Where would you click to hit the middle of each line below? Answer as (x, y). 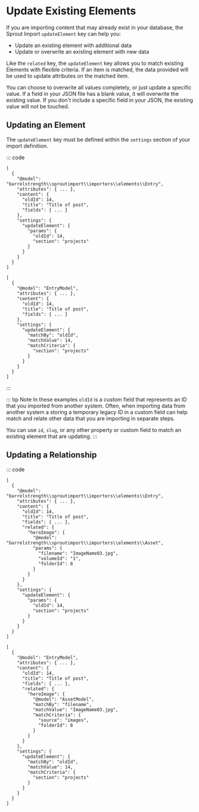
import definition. (27, 146)
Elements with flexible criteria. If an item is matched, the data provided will (97, 69)
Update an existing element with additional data (73, 45)
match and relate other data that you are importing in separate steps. (91, 418)
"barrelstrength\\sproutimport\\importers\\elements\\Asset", (85, 543)
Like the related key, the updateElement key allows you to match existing (95, 63)
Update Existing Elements (71, 11)
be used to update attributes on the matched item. (68, 76)
